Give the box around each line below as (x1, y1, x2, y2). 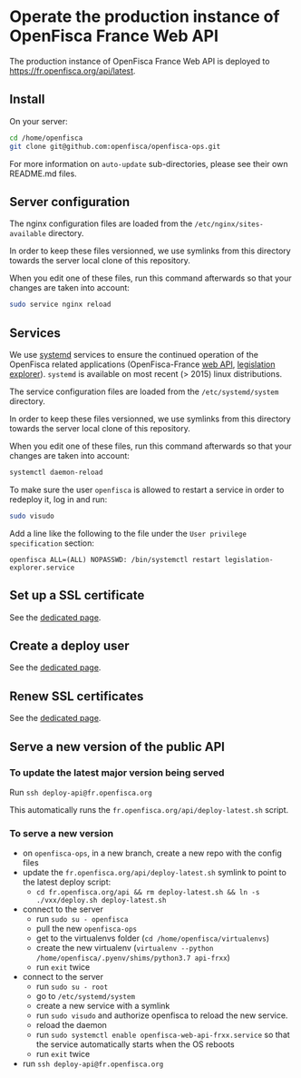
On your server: (9, 115, 68, 126)
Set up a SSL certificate (9, 588, 145, 603)
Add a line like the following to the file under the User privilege (9, 528, 248, 539)
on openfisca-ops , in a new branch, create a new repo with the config (22, 847, 283, 859)
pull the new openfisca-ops (35, 924, 138, 935)
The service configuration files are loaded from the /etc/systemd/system (9, 386, 279, 397)
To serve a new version (9, 826, 114, 839)
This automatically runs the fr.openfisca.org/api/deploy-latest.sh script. (9, 804, 289, 815)
